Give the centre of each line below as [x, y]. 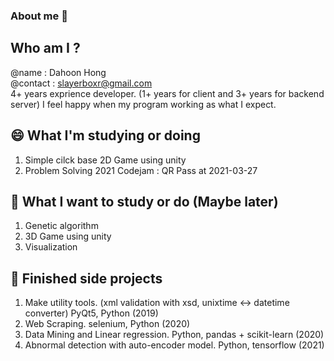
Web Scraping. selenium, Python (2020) [107, 324]
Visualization [51, 247]
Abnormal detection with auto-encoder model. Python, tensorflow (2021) [174, 345]
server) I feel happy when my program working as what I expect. [143, 104]
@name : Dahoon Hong [58, 72]
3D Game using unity [68, 236]
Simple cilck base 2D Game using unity [105, 160]
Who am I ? [45, 48]
